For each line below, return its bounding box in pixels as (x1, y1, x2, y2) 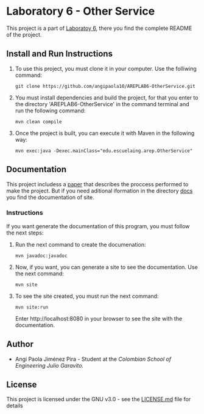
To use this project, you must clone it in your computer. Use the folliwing (15, 65, 197, 72)
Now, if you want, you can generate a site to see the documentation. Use (15, 263, 198, 271)
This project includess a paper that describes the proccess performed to (6, 180, 189, 187)
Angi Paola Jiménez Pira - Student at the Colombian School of (15, 355, 172, 363)
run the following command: (15, 107, 86, 114)
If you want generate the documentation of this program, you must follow (6, 222, 190, 230)
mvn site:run (15, 304, 49, 310)
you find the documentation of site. (6, 194, 94, 201)
